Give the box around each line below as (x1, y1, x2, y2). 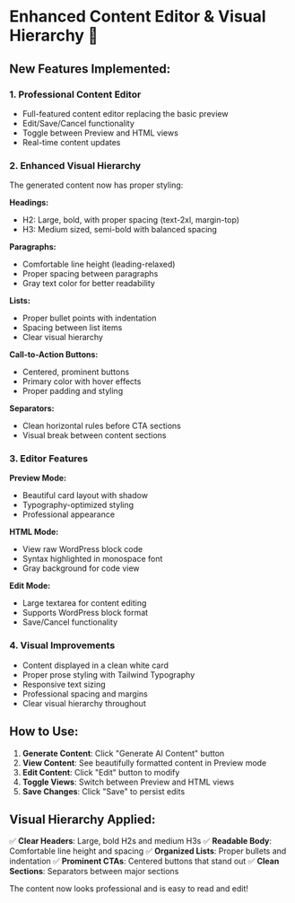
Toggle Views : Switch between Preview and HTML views (22, 776, 235, 787)
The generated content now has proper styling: (9, 180, 184, 190)
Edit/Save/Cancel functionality (22, 118, 134, 128)
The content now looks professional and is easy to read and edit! (9, 883, 249, 894)
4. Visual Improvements (9, 639, 116, 652)
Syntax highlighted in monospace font (22, 554, 163, 565)
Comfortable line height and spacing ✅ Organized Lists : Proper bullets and (9, 846, 287, 856)
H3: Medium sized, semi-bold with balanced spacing (22, 224, 218, 235)
